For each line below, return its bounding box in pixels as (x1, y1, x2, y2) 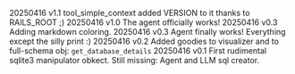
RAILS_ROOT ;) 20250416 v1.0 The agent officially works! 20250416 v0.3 (9, 17, 278, 28)
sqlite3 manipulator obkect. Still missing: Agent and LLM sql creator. (9, 55, 260, 65)
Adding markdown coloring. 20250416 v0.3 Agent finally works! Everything (9, 27, 286, 37)
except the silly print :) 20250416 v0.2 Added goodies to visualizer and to (9, 36, 280, 46)
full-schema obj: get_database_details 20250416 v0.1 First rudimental (9, 45, 266, 56)
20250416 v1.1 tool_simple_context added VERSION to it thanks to (9, 8, 250, 18)
